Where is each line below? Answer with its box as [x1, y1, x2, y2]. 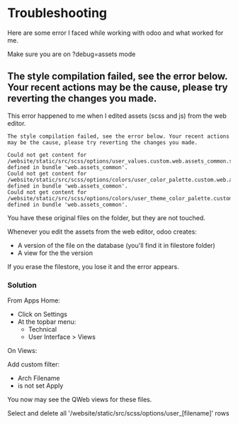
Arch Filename [17, 374, 60, 383]
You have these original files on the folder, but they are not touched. [7, 213, 205, 222]
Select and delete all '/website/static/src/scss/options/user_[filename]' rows [7, 409, 229, 418]
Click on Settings [17, 310, 67, 319]
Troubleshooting [7, 5, 108, 21]
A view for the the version [17, 249, 93, 257]
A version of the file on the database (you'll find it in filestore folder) [17, 241, 216, 249]
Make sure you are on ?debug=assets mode [7, 50, 136, 58]
